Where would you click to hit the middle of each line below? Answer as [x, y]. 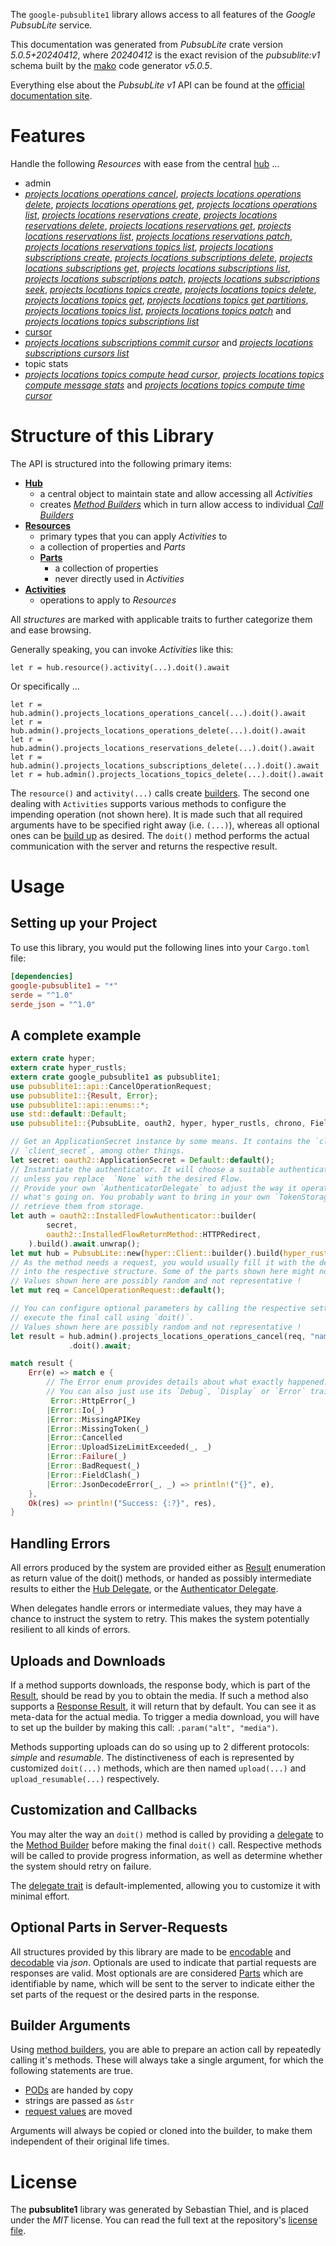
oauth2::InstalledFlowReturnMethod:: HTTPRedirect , [154, 1234]
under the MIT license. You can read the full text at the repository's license [164, 2220]
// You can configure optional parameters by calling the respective [158, 1309]
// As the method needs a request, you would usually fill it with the [162, 1262]
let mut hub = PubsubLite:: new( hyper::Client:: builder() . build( [147, 1253]
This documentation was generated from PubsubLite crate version [146, 44]
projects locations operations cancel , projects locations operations [163, 193]
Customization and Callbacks [104, 1810]
